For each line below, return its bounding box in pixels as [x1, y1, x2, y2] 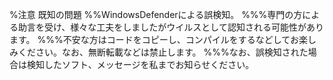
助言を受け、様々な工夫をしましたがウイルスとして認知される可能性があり [17, 21, 324, 33]
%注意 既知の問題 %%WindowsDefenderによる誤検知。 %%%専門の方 [9, 9, 303, 20]
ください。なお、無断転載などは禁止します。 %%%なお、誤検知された [17, 46, 309, 58]
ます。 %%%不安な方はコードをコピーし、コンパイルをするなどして [9, 34, 291, 45]
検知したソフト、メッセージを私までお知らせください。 [26, 59, 255, 70]
